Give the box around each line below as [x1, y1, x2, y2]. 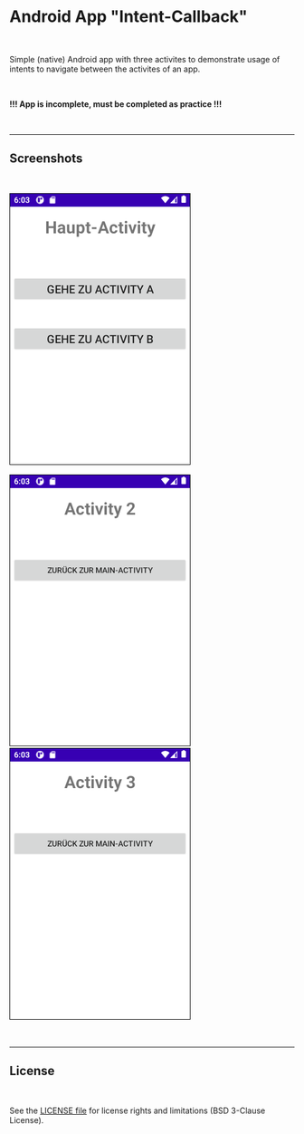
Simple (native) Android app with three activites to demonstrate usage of [9, 53, 280, 64]
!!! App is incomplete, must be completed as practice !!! [9, 98, 223, 110]
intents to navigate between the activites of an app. [9, 63, 201, 74]
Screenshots [9, 151, 83, 167]
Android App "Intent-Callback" [9, 6, 248, 27]
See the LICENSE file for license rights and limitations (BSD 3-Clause [9, 1105, 266, 1116]
